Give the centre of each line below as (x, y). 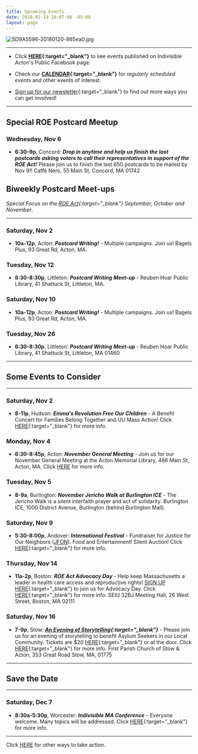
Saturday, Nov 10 (31, 299)
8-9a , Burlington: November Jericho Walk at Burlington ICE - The (95, 495)
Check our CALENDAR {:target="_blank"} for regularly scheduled (95, 74)
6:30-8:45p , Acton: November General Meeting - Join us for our (94, 454)
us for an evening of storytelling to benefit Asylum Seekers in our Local (101, 636)
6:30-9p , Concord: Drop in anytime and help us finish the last (92, 152)
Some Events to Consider (54, 377)
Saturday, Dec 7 (29, 702)
